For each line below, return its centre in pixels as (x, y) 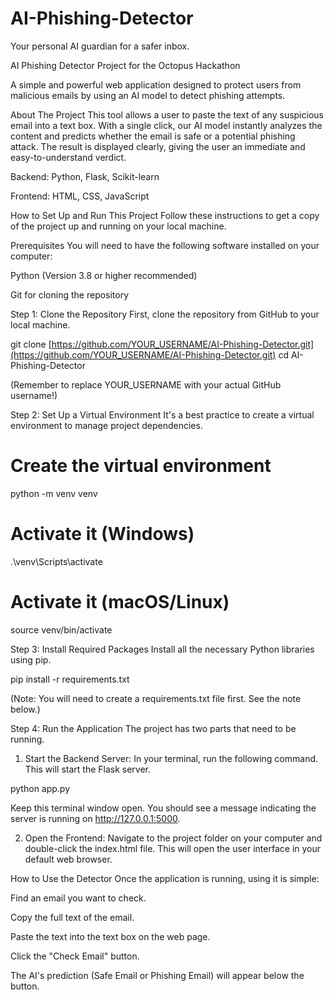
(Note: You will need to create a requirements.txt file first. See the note (156, 698)
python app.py (40, 788)
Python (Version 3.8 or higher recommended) (104, 275)
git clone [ (31, 344)
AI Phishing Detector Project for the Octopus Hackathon (125, 65)
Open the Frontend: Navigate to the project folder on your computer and (173, 838)
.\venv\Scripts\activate (56, 561)
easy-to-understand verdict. (68, 157)
